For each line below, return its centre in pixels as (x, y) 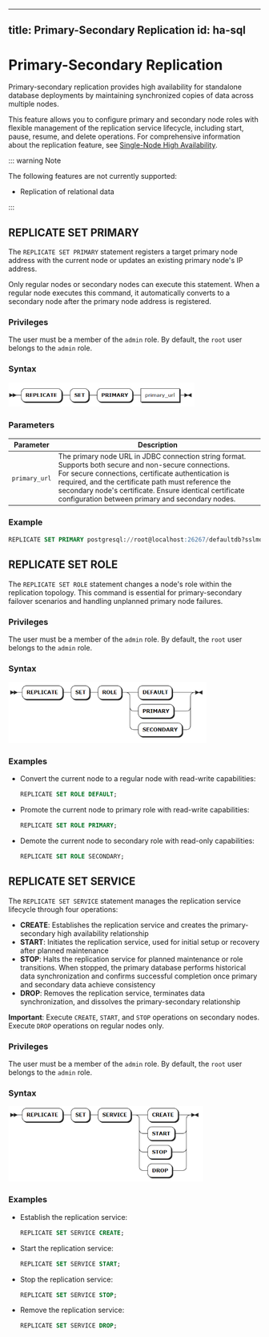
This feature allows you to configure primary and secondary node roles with (133, 120)
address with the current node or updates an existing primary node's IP (126, 261)
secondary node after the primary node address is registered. (110, 302)
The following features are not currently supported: (93, 176)
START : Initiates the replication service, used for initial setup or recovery (140, 942)
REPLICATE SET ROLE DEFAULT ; (68, 795)
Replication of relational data (67, 192)
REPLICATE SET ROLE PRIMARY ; (68, 826)
